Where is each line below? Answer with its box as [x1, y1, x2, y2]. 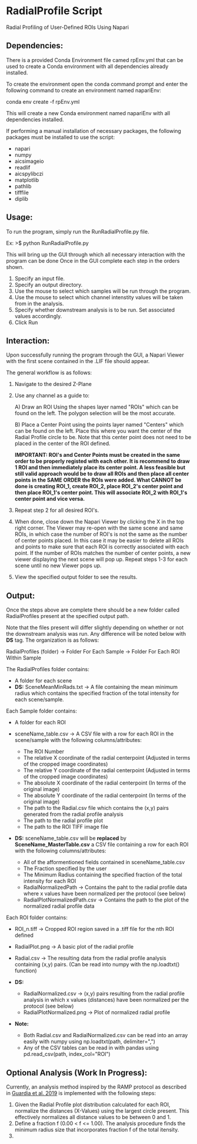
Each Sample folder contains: [6, 707, 78, 715]
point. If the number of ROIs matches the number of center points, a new [14, 550, 191, 557]
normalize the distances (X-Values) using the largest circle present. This [14, 1107, 189, 1114]
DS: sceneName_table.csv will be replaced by [14, 835, 126, 842]
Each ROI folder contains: [6, 914, 68, 921]
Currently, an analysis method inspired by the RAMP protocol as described [6, 1083, 187, 1090]
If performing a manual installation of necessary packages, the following [6, 127, 181, 134]
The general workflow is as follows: [6, 369, 92, 376]
